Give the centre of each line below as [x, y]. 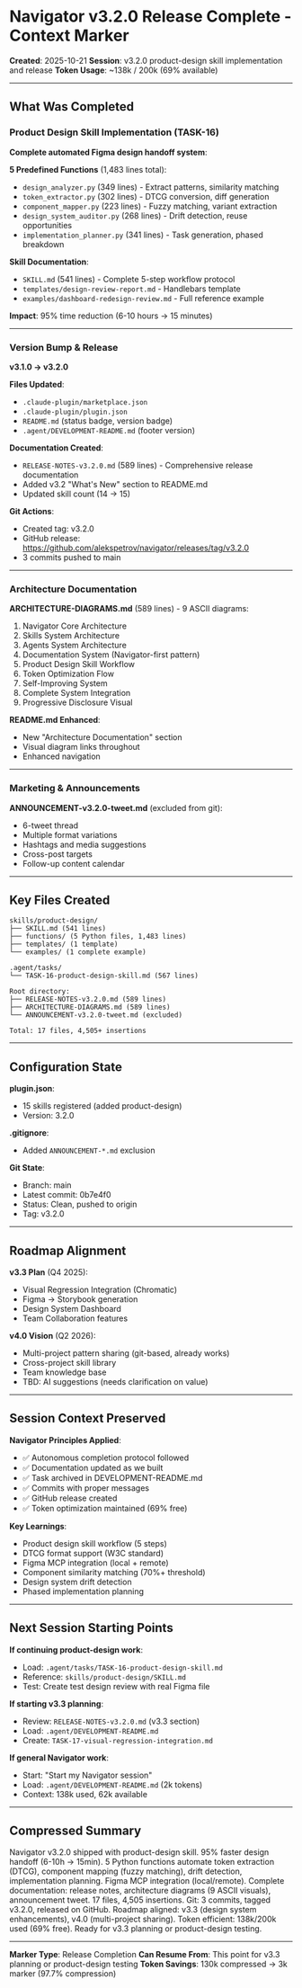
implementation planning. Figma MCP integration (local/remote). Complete [147, 1881]
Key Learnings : [38, 1526]
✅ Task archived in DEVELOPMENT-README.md [112, 1477]
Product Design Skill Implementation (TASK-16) [115, 132]
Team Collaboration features [75, 1318]
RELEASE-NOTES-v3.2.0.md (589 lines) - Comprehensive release [138, 465]
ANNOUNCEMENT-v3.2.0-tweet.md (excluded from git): [116, 807]
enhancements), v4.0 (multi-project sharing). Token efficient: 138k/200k [143, 1919]
